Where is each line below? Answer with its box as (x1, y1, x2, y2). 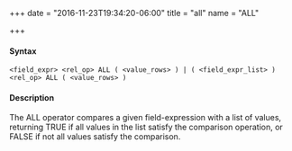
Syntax (9, 45, 37, 57)
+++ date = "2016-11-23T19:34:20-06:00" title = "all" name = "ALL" (9, 8, 260, 18)
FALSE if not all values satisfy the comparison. (9, 131, 181, 142)
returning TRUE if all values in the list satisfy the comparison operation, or (9, 121, 284, 133)
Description (9, 92, 55, 102)
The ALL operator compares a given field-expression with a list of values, (9, 112, 282, 123)
